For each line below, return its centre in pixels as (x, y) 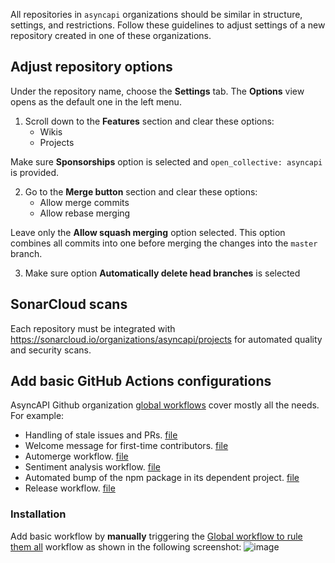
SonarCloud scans (69, 304)
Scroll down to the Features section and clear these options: (149, 121)
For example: (37, 416)
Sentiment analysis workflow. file (92, 467)
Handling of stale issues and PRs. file (101, 435)
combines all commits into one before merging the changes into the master (164, 243)
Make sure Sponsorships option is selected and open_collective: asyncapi (166, 161)
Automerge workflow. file (76, 456)
